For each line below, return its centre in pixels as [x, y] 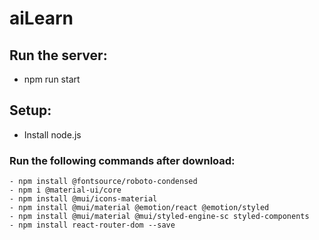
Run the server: [58, 55]
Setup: [30, 110]
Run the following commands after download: [122, 160]
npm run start [52, 79]
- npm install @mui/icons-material [83, 199]
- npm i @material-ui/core [65, 190]
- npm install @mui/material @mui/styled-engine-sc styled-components [159, 217]
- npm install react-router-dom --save [92, 225]
